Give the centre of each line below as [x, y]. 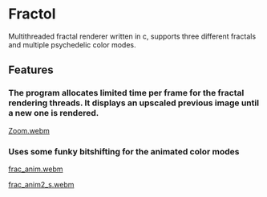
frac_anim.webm [36, 169]
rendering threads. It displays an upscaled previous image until [133, 103]
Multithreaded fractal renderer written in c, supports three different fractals [132, 36]
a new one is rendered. [54, 113]
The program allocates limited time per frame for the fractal [126, 93]
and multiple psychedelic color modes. [72, 44]
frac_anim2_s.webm [41, 184]
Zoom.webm [29, 130]
